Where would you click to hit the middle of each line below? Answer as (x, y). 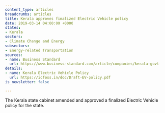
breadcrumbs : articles (28, 14)
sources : (14, 55)
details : (14, 69)
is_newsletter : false (27, 82)
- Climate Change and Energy (35, 41)
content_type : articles (29, 9)
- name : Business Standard (33, 59)
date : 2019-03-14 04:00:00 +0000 (39, 23)
